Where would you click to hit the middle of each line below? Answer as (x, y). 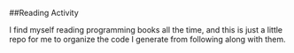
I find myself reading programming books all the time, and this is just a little (146, 30)
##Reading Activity (44, 13)
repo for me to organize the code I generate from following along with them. (147, 39)
